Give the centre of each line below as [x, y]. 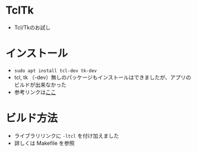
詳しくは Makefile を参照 [44, 143]
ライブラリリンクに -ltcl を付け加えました [66, 135]
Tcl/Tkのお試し [32, 27]
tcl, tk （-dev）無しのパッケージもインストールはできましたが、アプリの [102, 77]
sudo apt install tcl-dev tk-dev [55, 71]
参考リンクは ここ [35, 92]
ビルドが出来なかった [40, 85]
